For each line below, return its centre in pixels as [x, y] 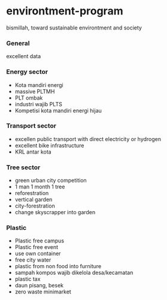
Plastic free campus [40, 241]
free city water [33, 260]
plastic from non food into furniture [58, 266]
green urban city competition [51, 181]
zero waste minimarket [43, 292]
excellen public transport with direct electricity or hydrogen [88, 139]
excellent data [24, 56]
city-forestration [35, 206]
